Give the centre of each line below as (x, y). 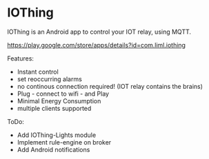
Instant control (38, 72)
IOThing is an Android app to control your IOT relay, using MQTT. (99, 32)
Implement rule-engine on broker (64, 142)
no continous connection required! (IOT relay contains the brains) (110, 86)
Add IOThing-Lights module (57, 135)
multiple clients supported (54, 108)
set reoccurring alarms (50, 79)
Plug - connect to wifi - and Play (63, 94)
